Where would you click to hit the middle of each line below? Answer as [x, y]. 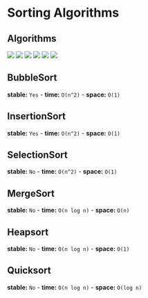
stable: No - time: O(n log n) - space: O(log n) [75, 287]
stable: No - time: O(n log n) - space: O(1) [68, 249]
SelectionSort [37, 155]
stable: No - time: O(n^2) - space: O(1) [62, 172]
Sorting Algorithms [63, 13]
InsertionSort [36, 116]
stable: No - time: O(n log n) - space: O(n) [68, 210]
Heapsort [28, 232]
